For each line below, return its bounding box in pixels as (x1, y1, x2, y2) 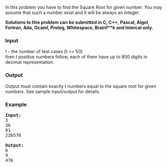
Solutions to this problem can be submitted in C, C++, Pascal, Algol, (5, 20, 149, 25)
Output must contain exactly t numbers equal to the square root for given (5, 83, 156, 89)
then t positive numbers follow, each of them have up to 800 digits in (5, 54, 147, 60)
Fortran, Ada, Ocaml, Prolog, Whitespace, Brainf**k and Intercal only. (5, 25, 153, 31)
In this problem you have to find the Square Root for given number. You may (5, 5, 162, 10)
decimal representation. (5, 59, 54, 65)
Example (5, 101, 27, 108)
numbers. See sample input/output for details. (5, 88, 101, 94)
